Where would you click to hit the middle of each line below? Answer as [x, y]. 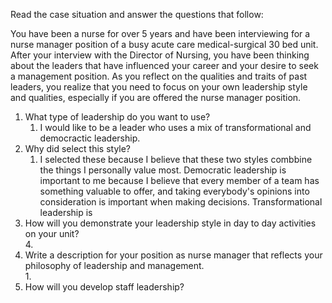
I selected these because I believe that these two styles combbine [176, 159]
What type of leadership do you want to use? [117, 117]
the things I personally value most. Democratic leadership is [163, 170]
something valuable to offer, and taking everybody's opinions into [174, 191]
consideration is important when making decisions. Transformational [181, 202]
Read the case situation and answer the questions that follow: [137, 14]
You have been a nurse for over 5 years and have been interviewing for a [160, 33]
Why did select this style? [78, 148]
